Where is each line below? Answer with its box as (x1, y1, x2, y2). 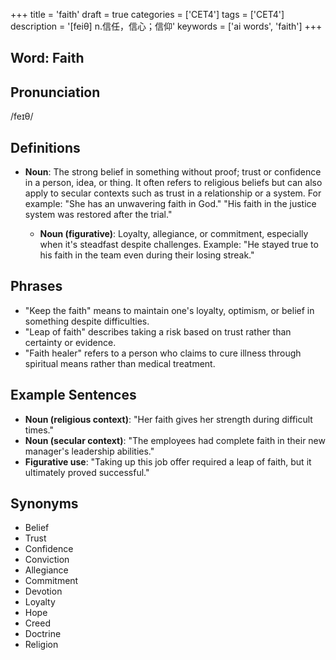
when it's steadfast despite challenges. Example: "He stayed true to (39, 239, 319, 251)
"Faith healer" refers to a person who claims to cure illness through (24, 347, 302, 359)
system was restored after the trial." (24, 209, 173, 221)
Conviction (24, 554, 70, 566)
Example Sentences (10, 387, 137, 404)
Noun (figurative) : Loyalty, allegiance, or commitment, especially (39, 228, 309, 240)
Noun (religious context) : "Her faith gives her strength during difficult (24, 413, 313, 425)
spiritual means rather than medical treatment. (24, 357, 216, 369)
